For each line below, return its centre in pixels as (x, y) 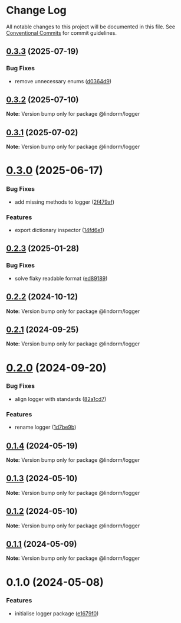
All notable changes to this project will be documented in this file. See (91, 27)
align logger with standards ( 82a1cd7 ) (60, 399)
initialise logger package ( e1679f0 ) (57, 613)
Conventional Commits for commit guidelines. (61, 32)
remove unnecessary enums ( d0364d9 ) (63, 81)
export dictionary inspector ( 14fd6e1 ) (60, 230)
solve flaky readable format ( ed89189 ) (61, 278)
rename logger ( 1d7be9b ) (45, 427)
